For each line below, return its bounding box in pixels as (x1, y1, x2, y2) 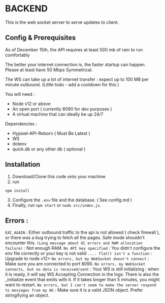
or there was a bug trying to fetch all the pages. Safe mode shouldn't (5, 235, 145, 241)
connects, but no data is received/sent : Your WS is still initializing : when (5, 266, 159, 272)
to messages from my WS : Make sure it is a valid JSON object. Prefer (5, 287, 143, 293)
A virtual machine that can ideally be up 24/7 (12, 111, 103, 117)
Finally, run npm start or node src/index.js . (12, 202, 101, 208)
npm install (5, 188, 30, 193)
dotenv (12, 141, 27, 147)
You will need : (5, 91, 35, 97)
